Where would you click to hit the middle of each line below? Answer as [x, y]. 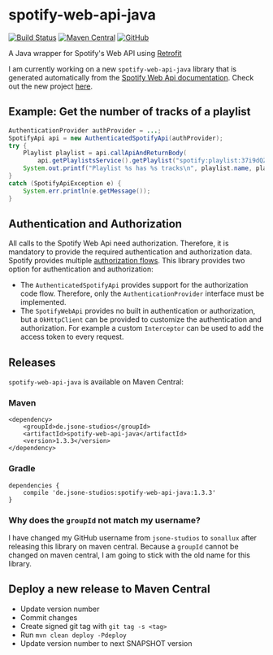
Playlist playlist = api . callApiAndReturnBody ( [105, 153]
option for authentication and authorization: [81, 269]
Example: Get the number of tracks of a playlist [130, 112]
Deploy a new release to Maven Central [109, 590]
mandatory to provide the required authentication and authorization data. [130, 252]
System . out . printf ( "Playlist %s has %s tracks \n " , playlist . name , [138, 168]
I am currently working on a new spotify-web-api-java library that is [123, 69]
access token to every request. [72, 337]
